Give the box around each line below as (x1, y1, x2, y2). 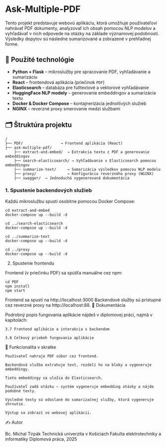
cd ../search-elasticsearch (5, 221, 63, 226)
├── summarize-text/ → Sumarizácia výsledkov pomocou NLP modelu (14, 167, 161, 172)
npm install (5, 283, 30, 289)
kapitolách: (5, 317, 28, 323)
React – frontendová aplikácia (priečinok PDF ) (12, 79, 105, 85)
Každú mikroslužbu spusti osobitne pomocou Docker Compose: (5, 198, 135, 204)
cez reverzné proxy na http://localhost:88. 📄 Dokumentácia (5, 302, 125, 308)
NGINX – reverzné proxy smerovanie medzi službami (12, 105, 120, 111)
